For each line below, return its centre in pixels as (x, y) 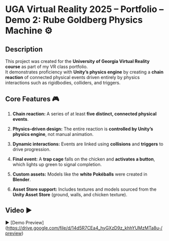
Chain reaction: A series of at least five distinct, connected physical (84, 114)
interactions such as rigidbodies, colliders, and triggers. (63, 83)
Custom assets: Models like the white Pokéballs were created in (80, 174)
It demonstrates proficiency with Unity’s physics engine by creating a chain (84, 72)
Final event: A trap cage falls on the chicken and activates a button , (83, 159)
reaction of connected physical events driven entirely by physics (72, 77)
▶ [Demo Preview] (25, 222)
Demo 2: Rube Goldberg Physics (74, 20)
